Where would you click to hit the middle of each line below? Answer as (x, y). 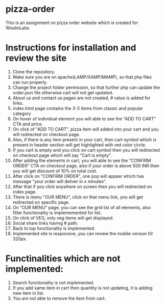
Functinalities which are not (63, 259)
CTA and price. (28, 124)
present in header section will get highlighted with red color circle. (79, 145)
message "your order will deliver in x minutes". (59, 181)
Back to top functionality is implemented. (54, 228)
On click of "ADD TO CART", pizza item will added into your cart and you (85, 129)
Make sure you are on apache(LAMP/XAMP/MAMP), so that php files (82, 77)
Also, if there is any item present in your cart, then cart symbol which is (84, 139)
